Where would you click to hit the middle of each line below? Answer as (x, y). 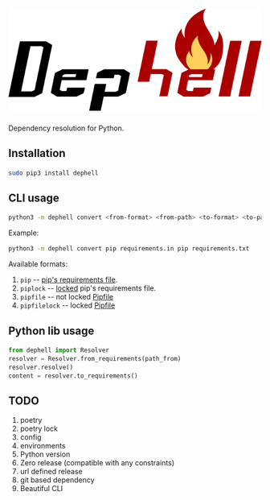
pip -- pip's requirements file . (69, 280)
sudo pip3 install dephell (53, 173)
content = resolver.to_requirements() (73, 376)
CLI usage (34, 198)
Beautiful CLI (41, 489)
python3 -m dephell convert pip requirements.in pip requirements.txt (129, 249)
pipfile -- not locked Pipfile (67, 297)
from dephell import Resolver (59, 350)
